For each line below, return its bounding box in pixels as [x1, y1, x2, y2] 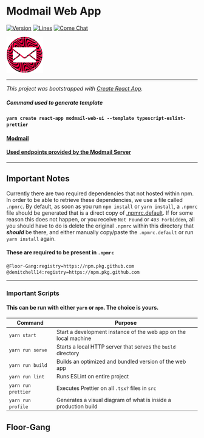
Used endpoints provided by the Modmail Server [6, 148, 132, 156]
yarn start [8, 333, 36, 339]
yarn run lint [8, 374, 45, 380]
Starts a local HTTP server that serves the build [56, 342, 176, 350]
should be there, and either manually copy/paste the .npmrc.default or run [6, 228, 194, 235]
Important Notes [6, 173, 70, 184]
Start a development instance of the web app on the [56, 328, 186, 335]
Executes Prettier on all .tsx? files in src [56, 384, 157, 392]
